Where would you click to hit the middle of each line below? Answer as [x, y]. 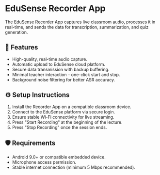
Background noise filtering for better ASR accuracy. [64, 80]
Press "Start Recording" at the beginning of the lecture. [67, 122]
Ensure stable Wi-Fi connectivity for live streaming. [63, 117]
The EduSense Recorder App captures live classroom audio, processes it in [80, 22]
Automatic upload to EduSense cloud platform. [59, 64]
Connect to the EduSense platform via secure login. [64, 111]
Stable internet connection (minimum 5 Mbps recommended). [74, 167]
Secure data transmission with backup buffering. [61, 69]
